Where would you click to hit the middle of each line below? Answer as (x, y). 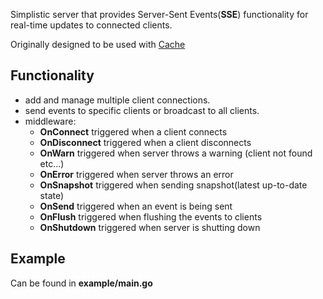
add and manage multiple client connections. (117, 100)
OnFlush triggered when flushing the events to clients (151, 216)
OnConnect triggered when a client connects (133, 131)
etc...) (52, 163)
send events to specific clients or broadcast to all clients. (142, 110)
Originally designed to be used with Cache (98, 44)
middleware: (50, 121)
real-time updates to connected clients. (91, 25)
